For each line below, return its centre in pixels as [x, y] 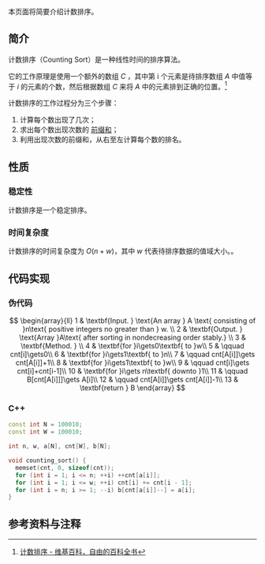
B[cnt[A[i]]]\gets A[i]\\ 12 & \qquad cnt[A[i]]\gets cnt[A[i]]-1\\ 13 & [132, 380]
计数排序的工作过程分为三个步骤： [63, 103]
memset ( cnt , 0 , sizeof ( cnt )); [65, 468]
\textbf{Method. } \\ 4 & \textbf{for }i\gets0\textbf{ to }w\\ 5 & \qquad [132, 346]
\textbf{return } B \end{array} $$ [132, 388]
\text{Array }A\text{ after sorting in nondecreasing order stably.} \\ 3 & [132, 337]
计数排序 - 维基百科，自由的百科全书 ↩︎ [82, 552]
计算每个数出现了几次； [58, 120]
